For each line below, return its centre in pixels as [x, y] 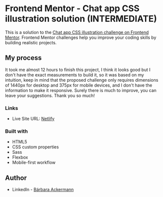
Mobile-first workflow [34, 162]
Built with [17, 131]
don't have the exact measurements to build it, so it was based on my [75, 75]
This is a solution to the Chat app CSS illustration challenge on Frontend [77, 32]
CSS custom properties [36, 147]
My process [23, 58]
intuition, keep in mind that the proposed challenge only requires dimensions [82, 80]
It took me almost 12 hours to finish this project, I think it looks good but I [78, 70]
